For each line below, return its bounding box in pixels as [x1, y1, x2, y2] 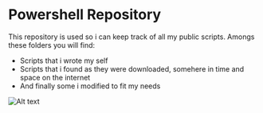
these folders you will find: [8, 40, 96, 49]
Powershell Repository [8, 6, 162, 24]
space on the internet [19, 72, 91, 82]
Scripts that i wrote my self [19, 56, 108, 65]
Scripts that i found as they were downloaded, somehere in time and [19, 64, 245, 73]
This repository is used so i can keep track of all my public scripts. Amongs [8, 32, 255, 41]
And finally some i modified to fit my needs [19, 81, 161, 91]
